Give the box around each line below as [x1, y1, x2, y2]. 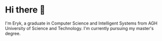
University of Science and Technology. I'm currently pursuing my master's [5, 25, 154, 31]
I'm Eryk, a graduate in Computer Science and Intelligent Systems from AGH [5, 20, 158, 26]
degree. [5, 30, 21, 36]
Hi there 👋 [5, 4, 45, 15]
